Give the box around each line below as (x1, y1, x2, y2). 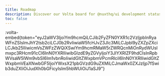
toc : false (5, 16, 27, 21)
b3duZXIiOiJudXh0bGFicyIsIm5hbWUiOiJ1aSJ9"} (5, 66, 105, 72)
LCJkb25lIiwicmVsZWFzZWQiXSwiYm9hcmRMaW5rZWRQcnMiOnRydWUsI (5, 45, 158, 51)
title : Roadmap (5, 7, 36, 12)
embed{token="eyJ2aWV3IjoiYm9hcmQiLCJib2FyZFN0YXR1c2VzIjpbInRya (5, 35, 157, 40)
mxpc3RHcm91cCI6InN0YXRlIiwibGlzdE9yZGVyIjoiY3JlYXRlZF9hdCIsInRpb (5, 50, 158, 56)
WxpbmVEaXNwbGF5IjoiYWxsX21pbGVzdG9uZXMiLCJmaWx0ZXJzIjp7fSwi (5, 60, 160, 66)
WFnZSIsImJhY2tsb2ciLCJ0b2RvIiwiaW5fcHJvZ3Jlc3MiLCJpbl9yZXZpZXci (5, 40, 158, 46)
